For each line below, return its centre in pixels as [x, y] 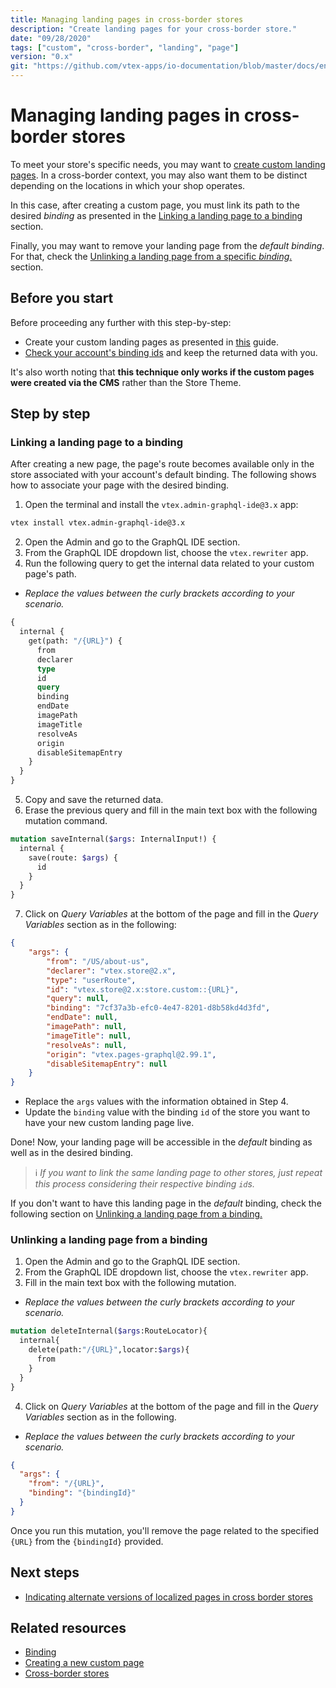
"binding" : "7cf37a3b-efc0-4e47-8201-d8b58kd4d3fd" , [158, 1008]
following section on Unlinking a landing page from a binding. [136, 1214]
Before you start [62, 298]
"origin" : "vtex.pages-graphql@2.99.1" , [131, 1054]
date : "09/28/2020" [51, 38]
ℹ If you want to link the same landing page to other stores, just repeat [178, 1173]
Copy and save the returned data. [94, 800]
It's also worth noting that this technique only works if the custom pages [162, 372]
